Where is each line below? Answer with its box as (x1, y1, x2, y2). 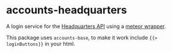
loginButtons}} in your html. (6, 40, 75, 47)
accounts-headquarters (6, 3, 128, 17)
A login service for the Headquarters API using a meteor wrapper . (6, 23, 166, 30)
